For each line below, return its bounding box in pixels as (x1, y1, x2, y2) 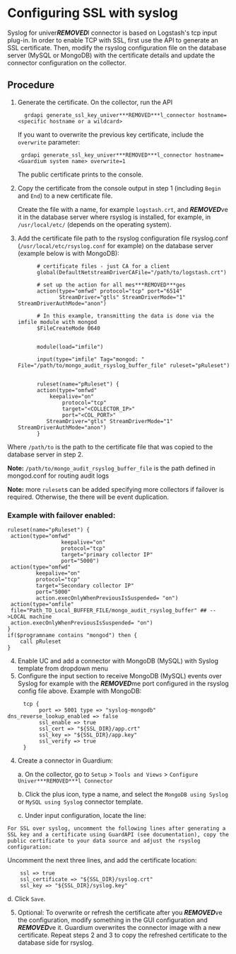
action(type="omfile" (10, 601, 74, 608)
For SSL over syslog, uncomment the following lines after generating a (7, 825, 226, 832)
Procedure (7, 79, 55, 91)
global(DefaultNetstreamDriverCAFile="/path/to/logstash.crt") (36, 269, 228, 276)
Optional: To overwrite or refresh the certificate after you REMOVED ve (17, 909, 223, 917)
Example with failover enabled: (7, 510, 116, 520)
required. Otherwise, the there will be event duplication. (7, 493, 170, 501)
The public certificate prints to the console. (17, 170, 143, 179)
